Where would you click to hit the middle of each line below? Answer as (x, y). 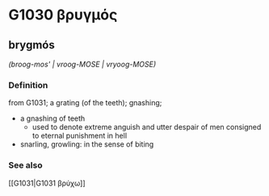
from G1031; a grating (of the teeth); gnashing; (85, 103)
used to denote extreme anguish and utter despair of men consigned (147, 127)
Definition (28, 85)
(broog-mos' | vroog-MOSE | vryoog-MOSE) (82, 64)
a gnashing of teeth (53, 118)
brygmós (32, 45)
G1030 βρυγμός (63, 15)
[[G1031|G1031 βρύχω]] (47, 183)
